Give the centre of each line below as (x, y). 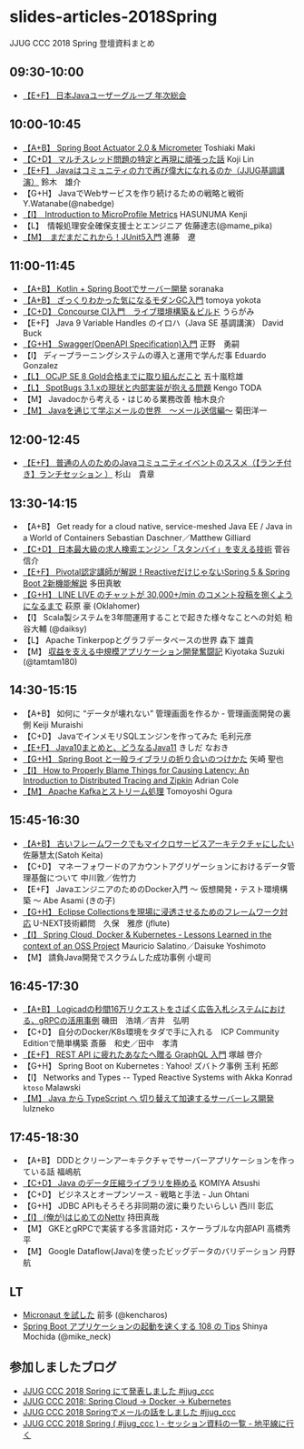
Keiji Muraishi (58, 724)
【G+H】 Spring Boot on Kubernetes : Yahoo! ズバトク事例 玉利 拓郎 (150, 1066)
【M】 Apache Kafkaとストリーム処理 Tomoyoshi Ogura (127, 791)
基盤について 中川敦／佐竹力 (83, 877)
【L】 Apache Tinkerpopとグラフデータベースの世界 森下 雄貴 (138, 640)
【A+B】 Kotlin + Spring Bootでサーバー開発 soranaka (123, 289)
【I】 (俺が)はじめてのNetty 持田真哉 (91, 1217)
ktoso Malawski (52, 1088)
